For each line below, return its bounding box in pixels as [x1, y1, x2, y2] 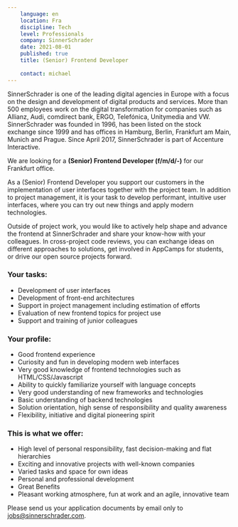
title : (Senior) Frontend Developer [20, 57, 129, 64]
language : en [20, 10, 59, 18]
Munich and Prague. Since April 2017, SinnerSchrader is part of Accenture [7, 135, 224, 143]
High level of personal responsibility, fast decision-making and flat [17, 444, 212, 453]
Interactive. [7, 142, 40, 151]
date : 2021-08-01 [20, 43, 72, 51]
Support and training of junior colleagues [17, 316, 139, 325]
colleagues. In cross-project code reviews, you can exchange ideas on [7, 236, 215, 246]
